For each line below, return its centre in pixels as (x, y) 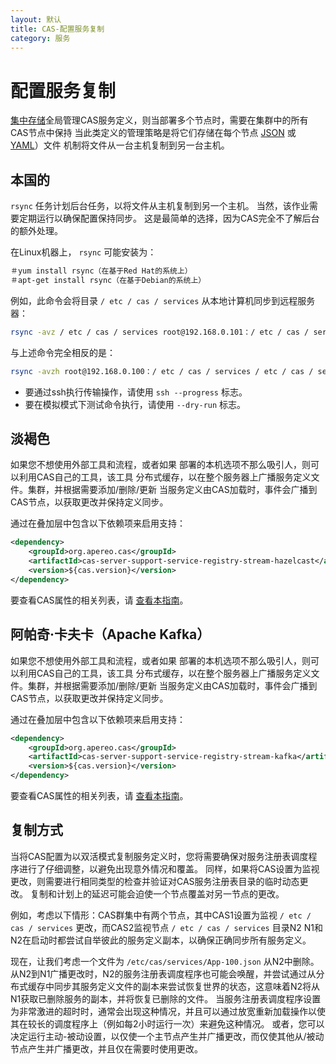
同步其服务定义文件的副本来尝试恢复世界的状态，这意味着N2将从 (187, 986)
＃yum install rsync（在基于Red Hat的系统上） (101, 271)
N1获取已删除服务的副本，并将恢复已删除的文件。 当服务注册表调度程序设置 (166, 998)
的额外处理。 (36, 231)
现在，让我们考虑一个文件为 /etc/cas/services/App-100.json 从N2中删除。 (165, 961)
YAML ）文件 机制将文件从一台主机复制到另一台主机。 (120, 145)
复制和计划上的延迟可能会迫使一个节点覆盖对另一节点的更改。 (157, 893)
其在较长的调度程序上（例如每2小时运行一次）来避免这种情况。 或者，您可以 (167, 1023)
